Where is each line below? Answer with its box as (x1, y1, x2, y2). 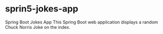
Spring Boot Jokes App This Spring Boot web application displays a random (5, 19, 159, 25)
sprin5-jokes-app (5, 3, 79, 14)
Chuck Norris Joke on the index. (5, 24, 71, 30)
